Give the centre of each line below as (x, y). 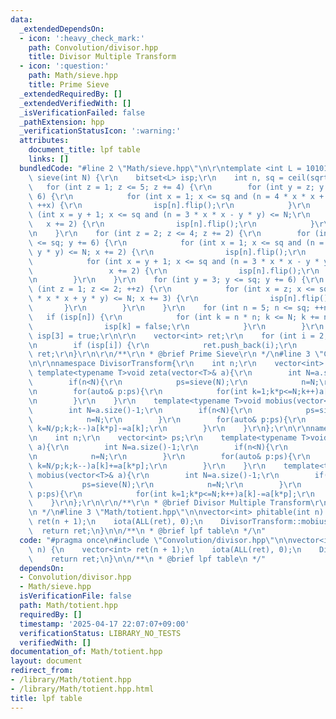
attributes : (44, 141)
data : (21, 19)
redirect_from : (42, 671)
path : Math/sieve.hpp (73, 76)
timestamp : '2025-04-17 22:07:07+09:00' (104, 624)
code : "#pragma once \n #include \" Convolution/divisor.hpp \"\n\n (156, 540)
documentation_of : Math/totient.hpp (86, 652)
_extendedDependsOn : (62, 29)
